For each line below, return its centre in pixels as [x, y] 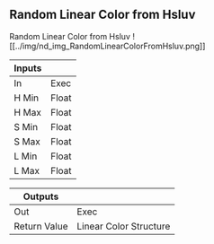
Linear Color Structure [123, 226]
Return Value [41, 226]
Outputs [41, 196]
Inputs [28, 68]
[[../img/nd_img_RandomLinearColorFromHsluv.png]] [107, 46]
